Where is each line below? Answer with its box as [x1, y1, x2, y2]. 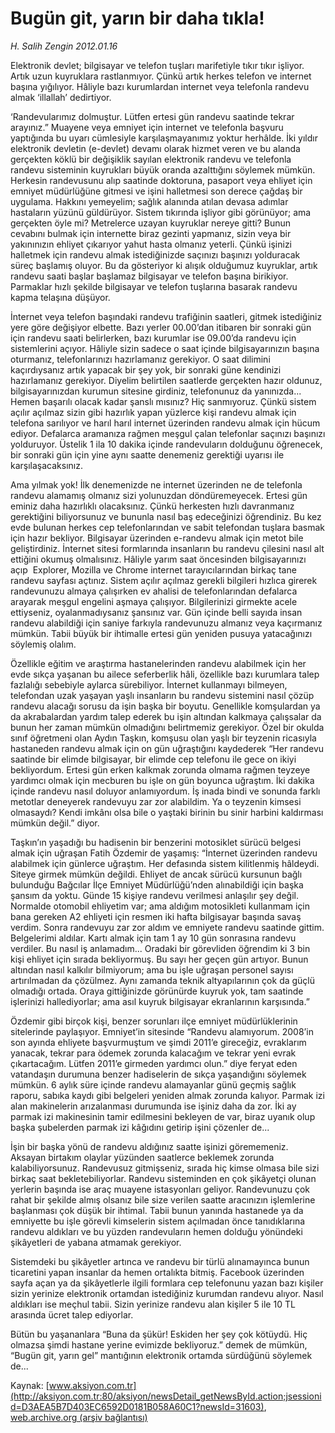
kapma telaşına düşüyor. [10, 291, 111, 303]
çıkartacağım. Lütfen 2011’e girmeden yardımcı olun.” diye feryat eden [10, 1057, 298, 1069]
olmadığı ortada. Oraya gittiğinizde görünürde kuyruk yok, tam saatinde [10, 985, 304, 997]
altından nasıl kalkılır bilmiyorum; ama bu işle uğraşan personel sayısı [10, 963, 294, 976]
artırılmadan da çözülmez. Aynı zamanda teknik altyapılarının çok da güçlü [10, 974, 316, 986]
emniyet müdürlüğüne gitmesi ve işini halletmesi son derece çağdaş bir [10, 185, 303, 197]
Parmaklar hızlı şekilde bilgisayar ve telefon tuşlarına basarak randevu [10, 280, 298, 292]
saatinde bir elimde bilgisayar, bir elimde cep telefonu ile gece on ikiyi [10, 753, 297, 765]
